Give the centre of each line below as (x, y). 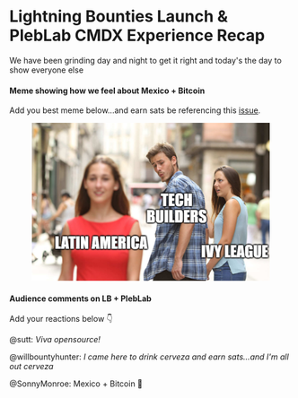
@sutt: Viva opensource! (55, 340)
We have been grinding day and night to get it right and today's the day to (146, 60)
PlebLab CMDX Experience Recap (137, 35)
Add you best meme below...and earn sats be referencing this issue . (135, 110)
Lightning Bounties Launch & (119, 17)
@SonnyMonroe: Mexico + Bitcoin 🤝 (76, 384)
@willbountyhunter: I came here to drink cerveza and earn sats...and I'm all (149, 357)
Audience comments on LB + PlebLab (81, 298)
